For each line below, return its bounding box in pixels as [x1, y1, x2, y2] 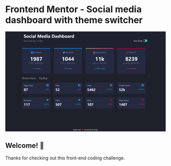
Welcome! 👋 [5, 141, 44, 150]
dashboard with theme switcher [5, 14, 143, 26]
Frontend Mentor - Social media [5, 4, 142, 15]
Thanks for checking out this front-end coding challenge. [5, 155, 125, 161]
